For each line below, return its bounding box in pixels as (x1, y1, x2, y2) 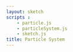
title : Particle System (6, 36, 65, 42)
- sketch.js (17, 31, 46, 37)
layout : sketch (6, 8, 44, 15)
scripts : (6, 14, 31, 20)
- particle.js (17, 20, 52, 26)
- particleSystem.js (17, 25, 68, 32)
